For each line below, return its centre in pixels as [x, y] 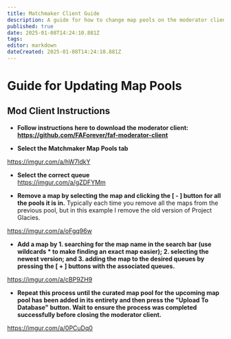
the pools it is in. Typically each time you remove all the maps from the [118, 203]
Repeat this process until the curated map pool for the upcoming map [118, 292]
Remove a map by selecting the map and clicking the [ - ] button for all [119, 195]
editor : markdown [32, 45]
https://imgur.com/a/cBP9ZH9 [50, 279]
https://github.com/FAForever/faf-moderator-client [92, 135]
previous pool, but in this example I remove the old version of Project [114, 210]
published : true [30, 26]
